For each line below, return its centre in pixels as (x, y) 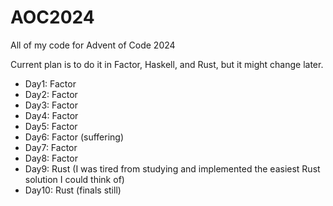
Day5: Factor (51, 126)
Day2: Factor (51, 94)
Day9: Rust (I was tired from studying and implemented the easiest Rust (172, 168)
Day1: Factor (50, 83)
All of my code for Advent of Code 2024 (93, 45)
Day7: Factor (51, 147)
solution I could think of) (74, 179)
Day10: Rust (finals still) (73, 190)
